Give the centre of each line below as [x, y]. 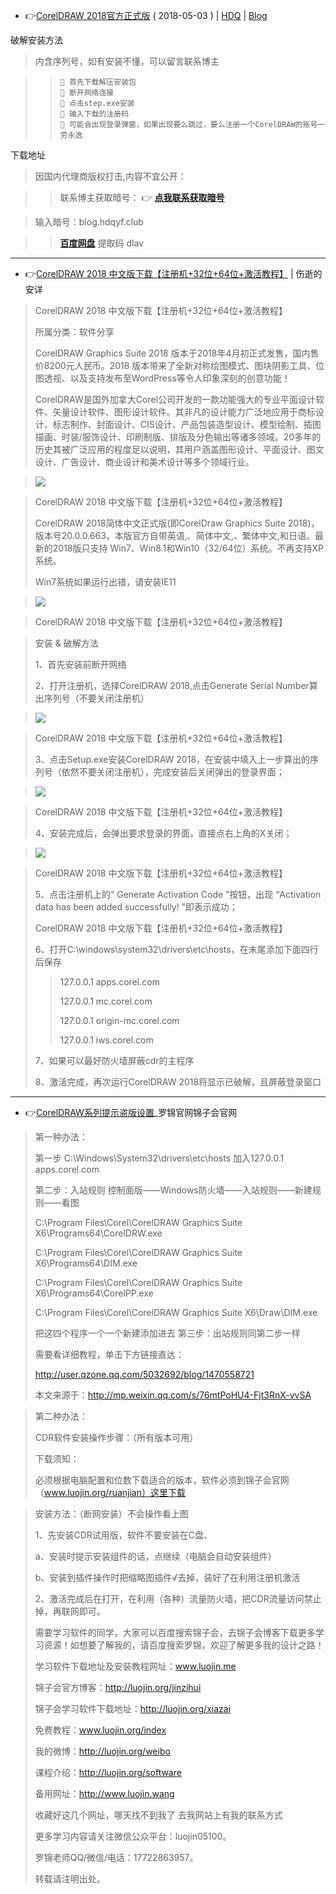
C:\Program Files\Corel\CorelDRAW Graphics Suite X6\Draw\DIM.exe [176, 1312]
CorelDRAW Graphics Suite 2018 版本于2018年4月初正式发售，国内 [172, 353]
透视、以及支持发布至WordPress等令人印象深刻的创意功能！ [167, 378]
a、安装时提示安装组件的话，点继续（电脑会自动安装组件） [155, 1556]
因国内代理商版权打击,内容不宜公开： [110, 176]
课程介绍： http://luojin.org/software [108, 1772]
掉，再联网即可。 [70, 1611]
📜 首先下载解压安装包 [98, 82]
